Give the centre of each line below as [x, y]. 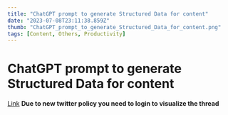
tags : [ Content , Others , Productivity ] [67, 34]
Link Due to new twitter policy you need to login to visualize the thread [113, 104]
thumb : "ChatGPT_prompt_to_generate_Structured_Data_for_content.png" [114, 27]
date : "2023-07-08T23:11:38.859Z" [59, 21]
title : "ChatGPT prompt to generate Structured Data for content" [108, 14]
